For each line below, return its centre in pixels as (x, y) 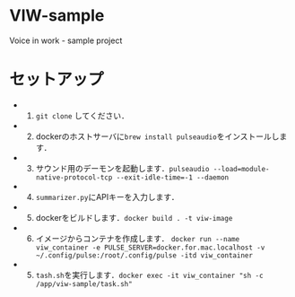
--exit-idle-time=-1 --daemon (173, 177)
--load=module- (242, 169)
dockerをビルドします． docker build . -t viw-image (134, 217)
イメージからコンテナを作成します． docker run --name (138, 238)
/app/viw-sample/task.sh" (84, 284)
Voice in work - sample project (66, 40)
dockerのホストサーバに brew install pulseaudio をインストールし (157, 136)
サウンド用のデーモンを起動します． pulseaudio (122, 168)
